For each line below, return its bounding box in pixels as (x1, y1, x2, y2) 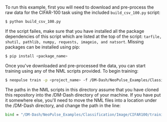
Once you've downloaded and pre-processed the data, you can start (5, 62, 146, 69)
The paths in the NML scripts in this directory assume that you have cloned (5, 87, 159, 93)
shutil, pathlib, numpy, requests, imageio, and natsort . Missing (5, 38, 144, 44)
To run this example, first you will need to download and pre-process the (5, 4, 154, 10)
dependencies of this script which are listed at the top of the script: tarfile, (5, 33, 162, 39)
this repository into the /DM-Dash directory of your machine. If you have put (5, 92, 161, 98)
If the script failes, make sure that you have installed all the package (5, 28, 145, 34)
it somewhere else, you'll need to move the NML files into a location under (5, 97, 157, 103)
